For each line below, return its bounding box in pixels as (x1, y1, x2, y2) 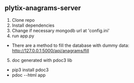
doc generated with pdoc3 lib (11, 57, 72, 63)
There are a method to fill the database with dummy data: (11, 42, 130, 48)
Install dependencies (11, 22, 55, 28)
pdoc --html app (11, 72, 46, 78)
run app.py (11, 33, 34, 39)
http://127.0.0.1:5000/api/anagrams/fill (11, 47, 89, 53)
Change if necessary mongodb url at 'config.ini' (11, 27, 110, 34)
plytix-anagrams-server (4, 4, 81, 12)
